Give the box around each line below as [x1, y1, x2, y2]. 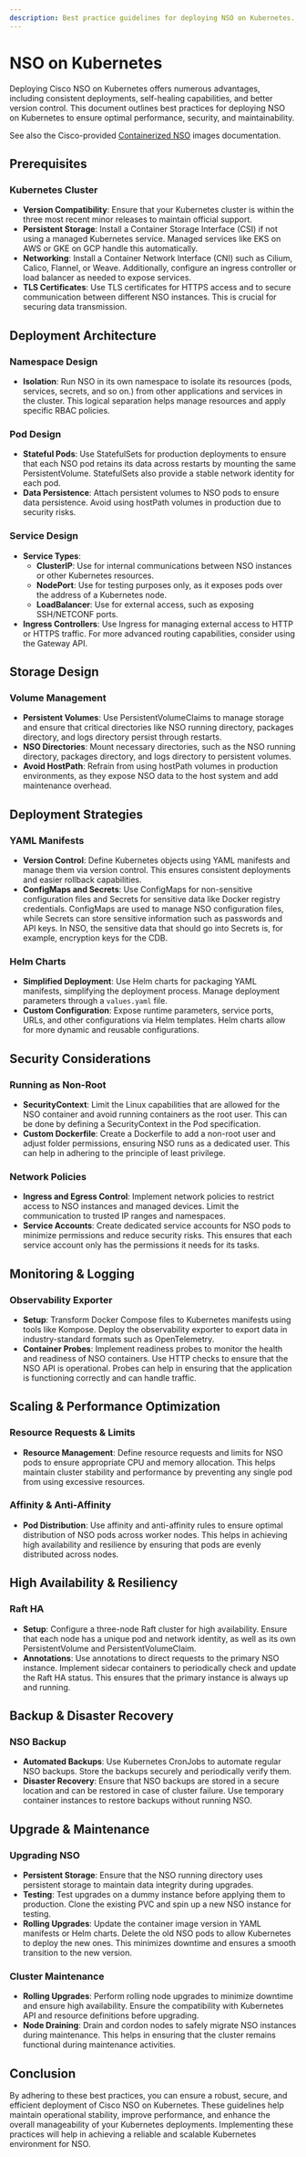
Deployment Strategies [9, 806, 144, 822]
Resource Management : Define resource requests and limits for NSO [22, 1447, 284, 1457]
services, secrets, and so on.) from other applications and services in [22, 385, 283, 396]
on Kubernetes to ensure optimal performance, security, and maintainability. [9, 111, 295, 123]
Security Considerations [9, 1051, 152, 1067]
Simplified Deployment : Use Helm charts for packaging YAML [22, 976, 258, 987]
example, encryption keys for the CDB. [22, 932, 168, 943]
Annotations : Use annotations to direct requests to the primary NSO [22, 1652, 280, 1663]
